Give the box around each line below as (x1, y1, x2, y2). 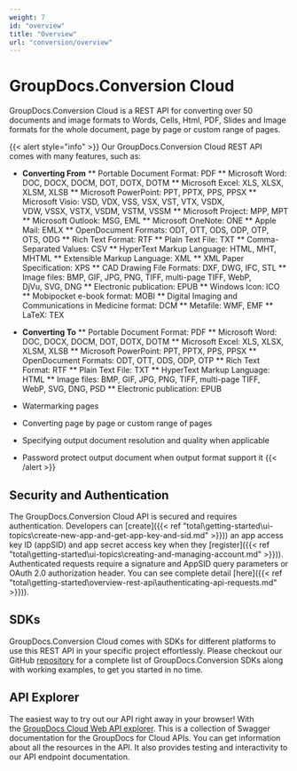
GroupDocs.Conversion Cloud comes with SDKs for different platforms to (9, 636, 277, 647)
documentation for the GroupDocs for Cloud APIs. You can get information (9, 732, 281, 743)
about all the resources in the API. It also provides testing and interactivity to (9, 742, 288, 752)
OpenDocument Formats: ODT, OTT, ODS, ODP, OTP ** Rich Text (21, 355, 260, 366)
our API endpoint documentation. (9, 751, 130, 762)
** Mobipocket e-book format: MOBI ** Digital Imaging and (21, 290, 238, 302)
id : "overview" (9, 21, 66, 30)
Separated (21, 243, 60, 254)
